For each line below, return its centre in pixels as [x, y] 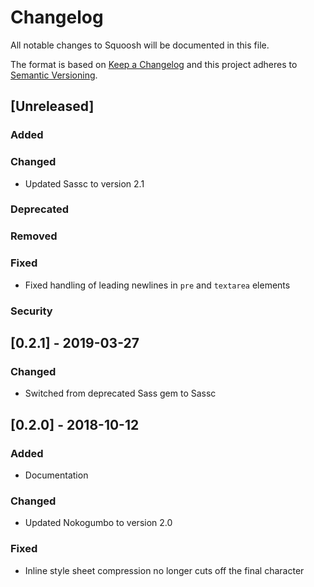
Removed [34, 236]
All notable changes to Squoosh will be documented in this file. [140, 45]
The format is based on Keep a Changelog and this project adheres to [154, 64]
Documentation [56, 475]
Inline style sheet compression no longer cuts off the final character [164, 570]
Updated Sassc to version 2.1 [84, 183]
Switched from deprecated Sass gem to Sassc [120, 393]
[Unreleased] [52, 106]
